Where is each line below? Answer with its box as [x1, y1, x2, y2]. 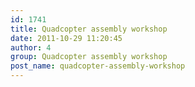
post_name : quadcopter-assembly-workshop [10, 61, 186, 71]
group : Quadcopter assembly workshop [10, 52, 168, 62]
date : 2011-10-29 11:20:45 [10, 33, 123, 43]
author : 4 [10, 42, 52, 53]
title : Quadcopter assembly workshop [10, 24, 168, 34]
